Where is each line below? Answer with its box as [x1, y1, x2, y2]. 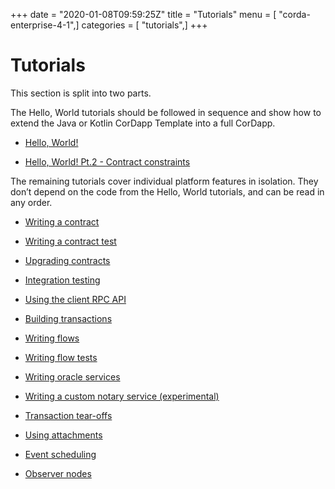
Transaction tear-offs [24, 409, 113, 421]
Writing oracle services [24, 370, 121, 383]
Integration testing [24, 274, 101, 286]
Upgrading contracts [24, 254, 111, 266]
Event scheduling [24, 448, 97, 460]
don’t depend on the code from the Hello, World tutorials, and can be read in [10, 185, 325, 198]
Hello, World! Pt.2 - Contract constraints [24, 155, 191, 168]
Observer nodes [24, 467, 92, 479]
